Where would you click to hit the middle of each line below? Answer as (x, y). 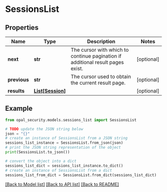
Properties (22, 28)
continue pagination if (96, 56)
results (16, 91)
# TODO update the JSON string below (44, 129)
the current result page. (98, 83)
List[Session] (50, 91)
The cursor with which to (100, 50)
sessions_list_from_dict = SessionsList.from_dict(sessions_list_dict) (81, 175)
